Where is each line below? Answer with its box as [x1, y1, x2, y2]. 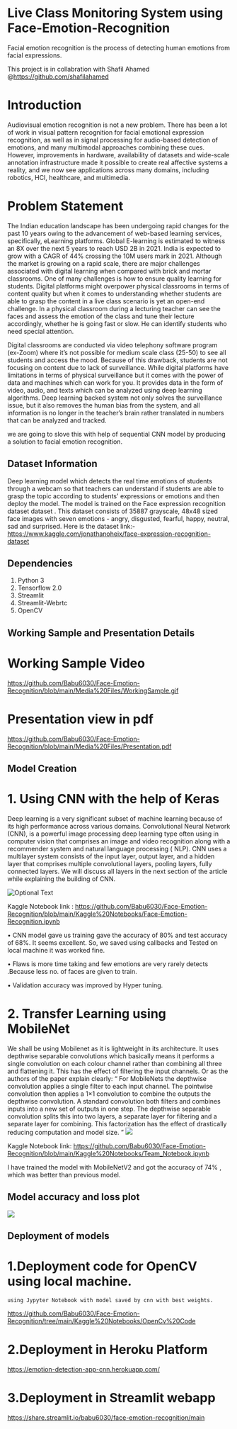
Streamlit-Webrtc [17, 599, 68, 607]
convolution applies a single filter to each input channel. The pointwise [7, 1082, 214, 1090]
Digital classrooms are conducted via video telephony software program [7, 340, 218, 349]
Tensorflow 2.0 [17, 583, 62, 593]
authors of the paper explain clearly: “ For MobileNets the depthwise [7, 1074, 207, 1082]
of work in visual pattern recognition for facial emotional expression [7, 128, 204, 136]
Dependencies [7, 558, 73, 570]
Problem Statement [7, 198, 124, 214]
